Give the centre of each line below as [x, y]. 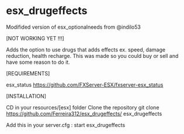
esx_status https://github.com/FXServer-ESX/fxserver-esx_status [85, 85]
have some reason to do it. [38, 62]
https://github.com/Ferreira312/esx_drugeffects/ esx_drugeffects [84, 114]
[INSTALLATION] [26, 96]
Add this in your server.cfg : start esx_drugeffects [66, 125]
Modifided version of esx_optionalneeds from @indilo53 [74, 27]
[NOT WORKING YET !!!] [35, 38]
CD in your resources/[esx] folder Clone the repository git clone [83, 107]
